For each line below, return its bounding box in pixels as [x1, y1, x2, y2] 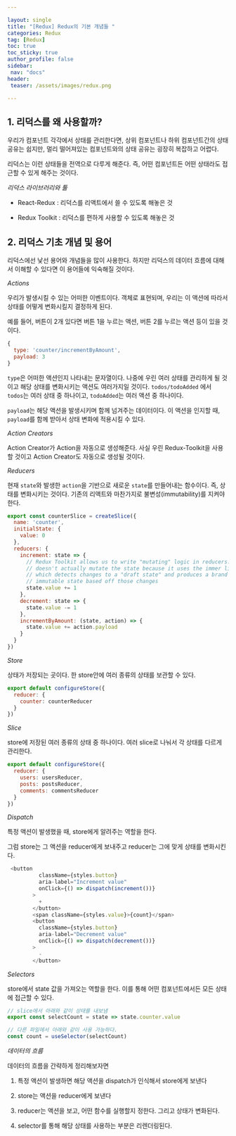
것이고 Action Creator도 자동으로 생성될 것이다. [14, 452, 145, 461]
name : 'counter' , [13, 519, 65, 526]
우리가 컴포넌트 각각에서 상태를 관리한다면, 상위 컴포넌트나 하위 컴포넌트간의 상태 [7, 136, 229, 144]
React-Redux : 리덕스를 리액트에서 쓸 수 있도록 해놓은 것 [17, 199, 173, 207]
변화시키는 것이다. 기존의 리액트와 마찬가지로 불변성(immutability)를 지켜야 [20, 489, 225, 498]
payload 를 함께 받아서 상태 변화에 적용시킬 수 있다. [7, 415, 145, 423]
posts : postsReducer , [20, 780, 83, 787]
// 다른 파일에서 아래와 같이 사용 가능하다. [7, 1026, 118, 1034]
